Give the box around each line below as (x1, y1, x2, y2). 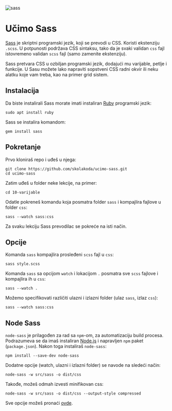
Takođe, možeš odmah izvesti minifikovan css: (5, 381, 104, 387)
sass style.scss (5, 262, 40, 267)
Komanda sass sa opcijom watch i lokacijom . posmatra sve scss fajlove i (5, 270, 158, 277)
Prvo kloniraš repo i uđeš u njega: (5, 156, 77, 163)
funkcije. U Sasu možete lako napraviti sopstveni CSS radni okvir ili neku (5, 66, 158, 72)
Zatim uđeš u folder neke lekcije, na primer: (5, 180, 97, 186)
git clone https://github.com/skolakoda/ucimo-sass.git (5, 166, 127, 171)
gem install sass (5, 129, 43, 134)
